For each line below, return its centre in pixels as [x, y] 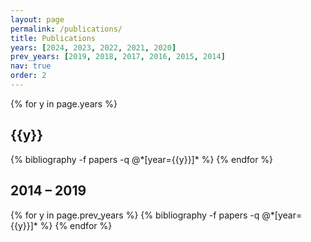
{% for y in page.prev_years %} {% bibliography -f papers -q [135, 215]
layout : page [37, 19]
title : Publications [53, 38]
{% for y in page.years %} [64, 103]
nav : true [31, 66]
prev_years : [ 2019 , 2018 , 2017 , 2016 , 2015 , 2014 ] [118, 57]
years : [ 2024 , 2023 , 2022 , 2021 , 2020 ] [93, 47]
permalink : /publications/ [66, 29]
